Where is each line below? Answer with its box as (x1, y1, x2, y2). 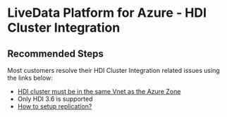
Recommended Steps (7, 48, 104, 60)
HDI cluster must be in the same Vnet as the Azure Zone (17, 88, 181, 95)
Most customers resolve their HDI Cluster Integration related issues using (7, 67, 220, 74)
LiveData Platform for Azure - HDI (7, 5, 207, 21)
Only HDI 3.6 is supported (17, 95, 93, 103)
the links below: (7, 74, 53, 82)
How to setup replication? (17, 102, 92, 110)
